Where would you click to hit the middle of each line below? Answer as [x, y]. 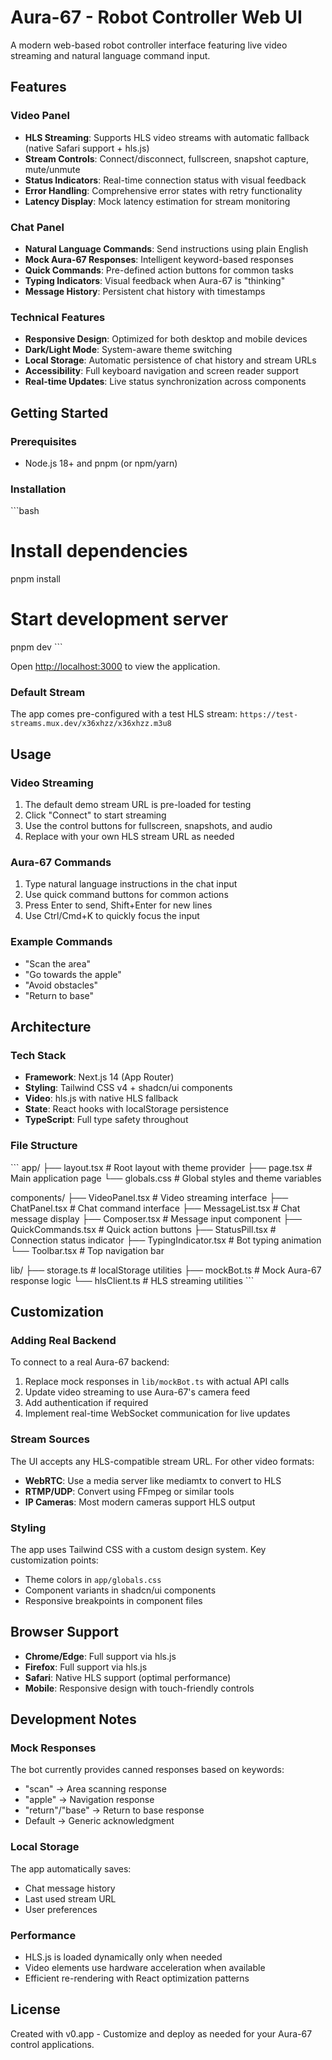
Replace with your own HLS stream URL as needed [129, 837]
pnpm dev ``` [36, 647]
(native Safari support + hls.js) [87, 148]
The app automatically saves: [71, 1868]
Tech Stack [38, 1055]
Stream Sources [50, 1439]
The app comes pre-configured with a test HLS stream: [124, 714]
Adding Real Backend [63, 1340]
